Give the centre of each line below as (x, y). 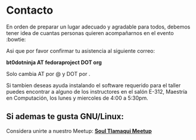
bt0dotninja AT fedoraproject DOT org (54, 62)
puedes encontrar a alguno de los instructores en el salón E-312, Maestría (97, 91)
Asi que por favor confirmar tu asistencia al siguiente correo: (80, 50)
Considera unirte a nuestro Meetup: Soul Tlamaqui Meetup (79, 131)
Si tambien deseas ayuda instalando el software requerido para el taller (94, 85)
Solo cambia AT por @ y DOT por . (48, 74)
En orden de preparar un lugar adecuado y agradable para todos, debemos (98, 27)
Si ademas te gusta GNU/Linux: (65, 117)
